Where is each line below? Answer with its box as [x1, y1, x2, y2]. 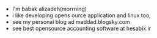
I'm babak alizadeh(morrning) [12, 6, 87, 12]
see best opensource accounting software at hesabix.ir [12, 25, 152, 32]
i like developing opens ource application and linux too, [12, 12, 151, 19]
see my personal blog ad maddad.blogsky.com [12, 18, 130, 25]
